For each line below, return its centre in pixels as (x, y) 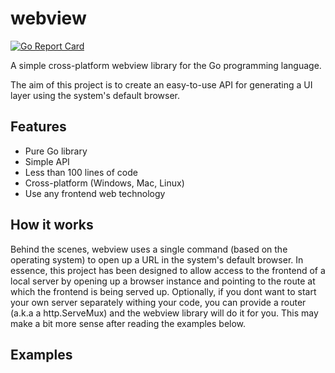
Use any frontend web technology (95, 193)
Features (38, 127)
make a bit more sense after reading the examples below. (128, 323)
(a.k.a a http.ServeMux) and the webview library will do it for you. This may (164, 313)
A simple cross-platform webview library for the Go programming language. (166, 65)
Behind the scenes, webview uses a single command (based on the (149, 249)
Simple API (47, 161)
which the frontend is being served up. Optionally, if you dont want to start (163, 291)
